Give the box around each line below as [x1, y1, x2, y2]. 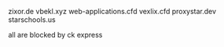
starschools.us [8, 15, 57, 24]
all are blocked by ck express [8, 31, 103, 39]
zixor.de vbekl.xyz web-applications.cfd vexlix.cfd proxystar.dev [8, 7, 217, 16]
